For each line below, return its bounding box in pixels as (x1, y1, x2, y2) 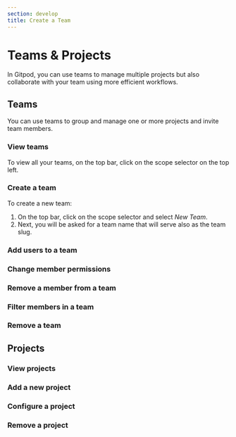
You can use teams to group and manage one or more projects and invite (7, 117, 219, 125)
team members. (7, 125, 53, 133)
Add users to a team (7, 245, 77, 255)
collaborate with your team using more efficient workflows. (7, 78, 178, 87)
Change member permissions (7, 264, 111, 274)
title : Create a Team (7, 17, 71, 24)
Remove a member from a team (7, 283, 116, 293)
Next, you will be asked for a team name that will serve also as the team (17, 220, 226, 229)
